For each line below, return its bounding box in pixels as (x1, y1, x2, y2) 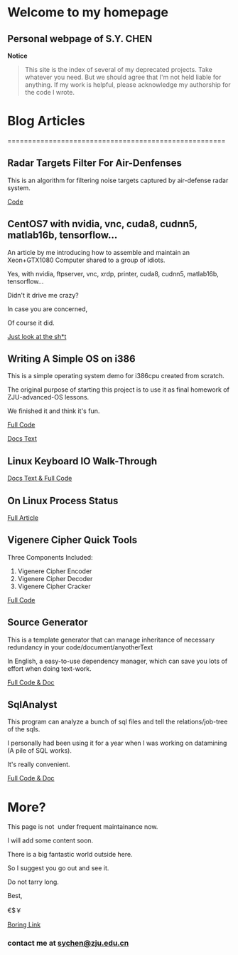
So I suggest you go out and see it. (7, 864, 109, 872)
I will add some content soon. (7, 836, 94, 845)
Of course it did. (7, 318, 55, 327)
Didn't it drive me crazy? (7, 291, 80, 299)
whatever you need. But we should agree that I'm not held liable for (24, 73, 222, 81)
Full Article (7, 513, 39, 522)
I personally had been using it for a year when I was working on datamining (7, 739, 227, 748)
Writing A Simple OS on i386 (7, 353, 136, 365)
